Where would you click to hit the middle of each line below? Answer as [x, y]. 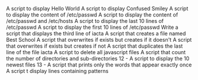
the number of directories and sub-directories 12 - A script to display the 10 [98, 59]
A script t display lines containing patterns [57, 71]
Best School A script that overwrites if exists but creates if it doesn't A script [99, 40]
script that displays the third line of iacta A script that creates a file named [96, 34]
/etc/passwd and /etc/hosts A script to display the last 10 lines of [85, 21]
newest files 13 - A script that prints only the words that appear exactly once [99, 65]
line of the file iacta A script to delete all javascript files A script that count [96, 52]
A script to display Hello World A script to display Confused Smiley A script [97, 9]
